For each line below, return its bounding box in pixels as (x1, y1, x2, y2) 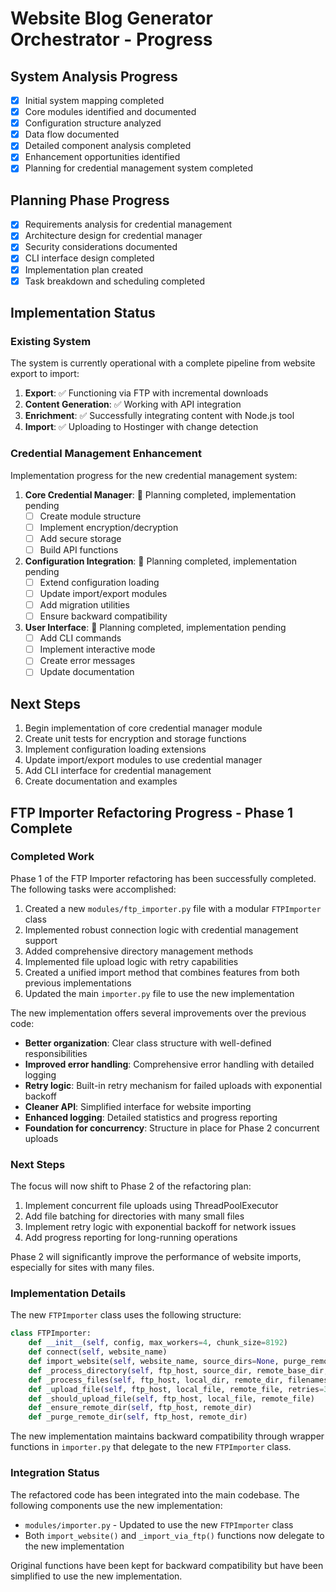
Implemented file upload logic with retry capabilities (24, 955, 239, 967)
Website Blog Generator (10, 7, 213, 30)
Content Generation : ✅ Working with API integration (24, 398, 242, 411)
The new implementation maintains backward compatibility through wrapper (10, 1430, 325, 1442)
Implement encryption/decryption (39, 521, 179, 533)
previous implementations (24, 977, 132, 989)
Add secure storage (39, 532, 122, 544)
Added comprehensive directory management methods (24, 945, 254, 957)
